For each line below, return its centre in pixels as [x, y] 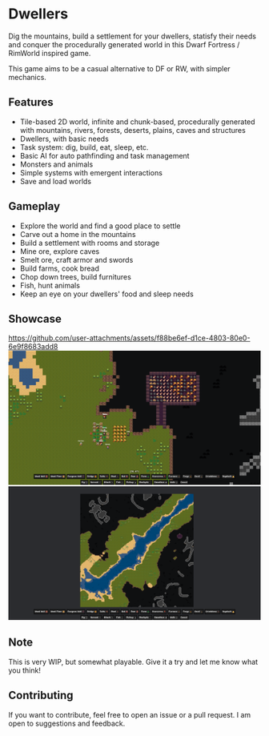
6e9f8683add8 [33, 347]
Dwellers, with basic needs [64, 139]
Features [31, 102]
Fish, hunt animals [50, 285]
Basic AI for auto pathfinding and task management [104, 155]
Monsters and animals [56, 164]
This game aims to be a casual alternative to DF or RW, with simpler [119, 68]
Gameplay [34, 206]
